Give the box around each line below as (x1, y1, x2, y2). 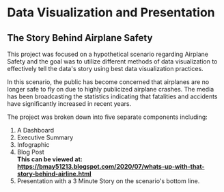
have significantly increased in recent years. (7, 100, 132, 107)
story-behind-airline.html (16, 169, 92, 178)
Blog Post (16, 148, 44, 156)
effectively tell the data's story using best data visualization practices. (7, 65, 204, 72)
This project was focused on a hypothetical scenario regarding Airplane (7, 50, 209, 58)
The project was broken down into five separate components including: (7, 113, 208, 121)
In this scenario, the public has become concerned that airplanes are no (7, 78, 210, 86)
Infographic (16, 141, 50, 148)
